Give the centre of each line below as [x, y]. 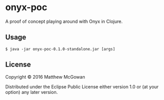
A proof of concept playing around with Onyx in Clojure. [64, 21]
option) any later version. [31, 92]
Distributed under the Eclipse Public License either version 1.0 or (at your [82, 87]
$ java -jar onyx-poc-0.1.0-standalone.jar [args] [60, 49]
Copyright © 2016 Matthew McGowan [45, 77]
